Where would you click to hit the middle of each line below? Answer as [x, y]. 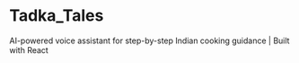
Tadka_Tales [57, 16]
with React [29, 49]
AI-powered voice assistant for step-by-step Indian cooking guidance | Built [149, 40]
